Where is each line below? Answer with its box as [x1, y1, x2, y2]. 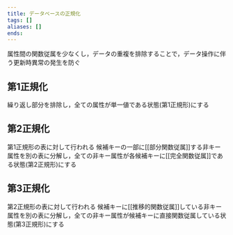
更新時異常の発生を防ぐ [13, 59, 81, 67]
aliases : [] [7, 23, 42, 30]
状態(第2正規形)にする [13, 160, 77, 168]
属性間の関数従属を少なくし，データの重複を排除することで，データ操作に [7, 50, 220, 58]
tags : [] [7, 17, 33, 24]
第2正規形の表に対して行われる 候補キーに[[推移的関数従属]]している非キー [7, 202, 223, 211]
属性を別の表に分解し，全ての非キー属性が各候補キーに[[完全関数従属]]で [7, 151, 218, 160]
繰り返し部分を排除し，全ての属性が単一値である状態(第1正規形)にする [7, 100, 209, 109]
